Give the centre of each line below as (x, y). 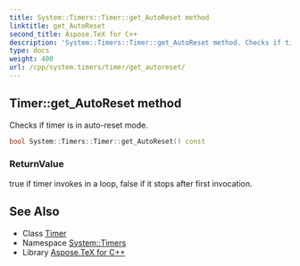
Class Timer (44, 233)
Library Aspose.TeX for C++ (74, 252)
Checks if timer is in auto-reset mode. (79, 125)
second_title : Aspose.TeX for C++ (74, 34)
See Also (34, 212)
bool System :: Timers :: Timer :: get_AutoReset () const (107, 141)
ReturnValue (37, 164)
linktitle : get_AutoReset (57, 26)
